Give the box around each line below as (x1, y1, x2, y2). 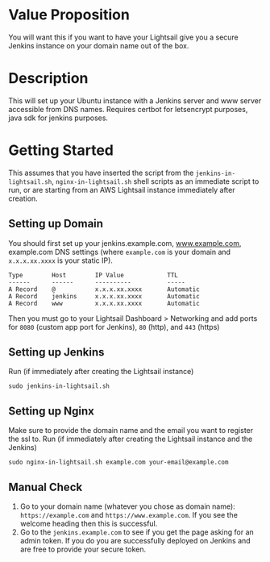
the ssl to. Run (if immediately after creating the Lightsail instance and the (8, 434, 253, 444)
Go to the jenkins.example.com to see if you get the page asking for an (19, 527, 254, 537)
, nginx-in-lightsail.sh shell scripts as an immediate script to (51, 176, 260, 186)
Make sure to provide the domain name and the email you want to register (8, 426, 254, 435)
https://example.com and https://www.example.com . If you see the (19, 510, 238, 520)
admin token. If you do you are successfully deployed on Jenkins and (19, 536, 251, 546)
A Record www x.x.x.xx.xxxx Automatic (8, 299, 200, 307)
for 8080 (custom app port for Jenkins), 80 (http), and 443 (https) (8, 322, 220, 331)
